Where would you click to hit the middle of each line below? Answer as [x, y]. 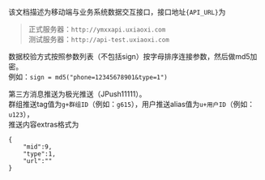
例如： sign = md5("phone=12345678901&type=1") [88, 77]
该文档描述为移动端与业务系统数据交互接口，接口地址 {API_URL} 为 [117, 12]
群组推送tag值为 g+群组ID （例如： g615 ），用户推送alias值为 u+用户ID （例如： [132, 104]
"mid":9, [38, 147]
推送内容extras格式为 [44, 124]
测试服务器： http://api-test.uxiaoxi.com [99, 39]
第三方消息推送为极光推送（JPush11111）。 [77, 94]
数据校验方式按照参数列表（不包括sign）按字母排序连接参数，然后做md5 [129, 56]
